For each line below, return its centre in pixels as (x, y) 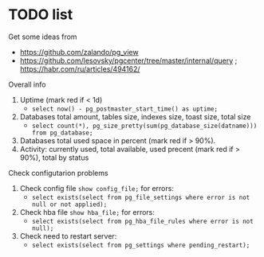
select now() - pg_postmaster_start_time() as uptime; (124, 109)
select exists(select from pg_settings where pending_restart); (141, 245)
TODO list (41, 15)
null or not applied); (69, 204)
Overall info (27, 84)
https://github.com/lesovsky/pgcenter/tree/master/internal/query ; (128, 60)
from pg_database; (62, 133)
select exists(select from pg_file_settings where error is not (141, 197)
